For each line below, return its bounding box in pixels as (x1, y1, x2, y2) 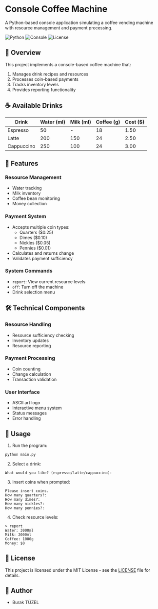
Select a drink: (12, 461, 41, 466)
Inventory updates (12, 337, 49, 343)
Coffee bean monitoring (12, 195, 60, 201)
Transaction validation (12, 376, 57, 382)
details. (5, 572, 20, 578)
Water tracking (12, 185, 42, 191)
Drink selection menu (12, 289, 55, 295)
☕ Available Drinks (5, 101, 63, 110)
